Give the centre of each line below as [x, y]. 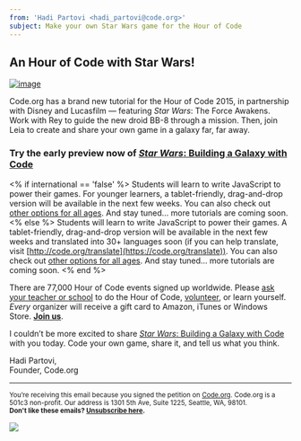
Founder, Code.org [44, 370]
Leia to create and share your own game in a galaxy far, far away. [130, 130]
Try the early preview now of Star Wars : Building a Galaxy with [148, 154]
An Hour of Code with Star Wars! [102, 62]
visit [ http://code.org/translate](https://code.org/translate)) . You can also [143, 251]
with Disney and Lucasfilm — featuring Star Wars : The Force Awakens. [140, 111]
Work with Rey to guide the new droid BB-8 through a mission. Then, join [144, 120]
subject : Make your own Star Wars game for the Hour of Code [126, 26]
